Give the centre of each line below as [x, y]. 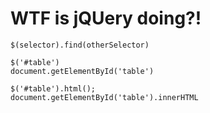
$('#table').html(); [53, 88]
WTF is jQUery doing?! [106, 18]
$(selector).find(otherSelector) [80, 45]
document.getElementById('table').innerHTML [104, 97]
